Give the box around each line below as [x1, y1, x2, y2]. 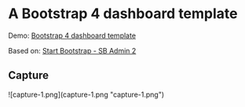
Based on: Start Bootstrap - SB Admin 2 [8, 46, 137, 55]
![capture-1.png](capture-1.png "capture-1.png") [8, 90, 165, 99]
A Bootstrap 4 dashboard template [8, 5, 238, 23]
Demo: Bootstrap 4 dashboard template [8, 31, 136, 40]
